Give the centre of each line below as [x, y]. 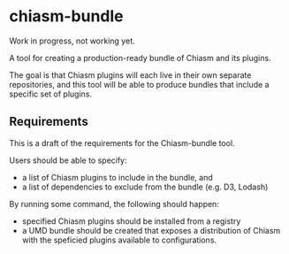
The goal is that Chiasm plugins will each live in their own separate [130, 75]
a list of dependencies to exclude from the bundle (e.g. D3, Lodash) [145, 187]
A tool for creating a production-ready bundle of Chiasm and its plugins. [140, 58]
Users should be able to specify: [68, 160]
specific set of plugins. [51, 94]
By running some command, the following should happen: [114, 204]
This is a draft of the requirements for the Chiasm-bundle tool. [122, 142]
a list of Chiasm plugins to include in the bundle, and [118, 177]
